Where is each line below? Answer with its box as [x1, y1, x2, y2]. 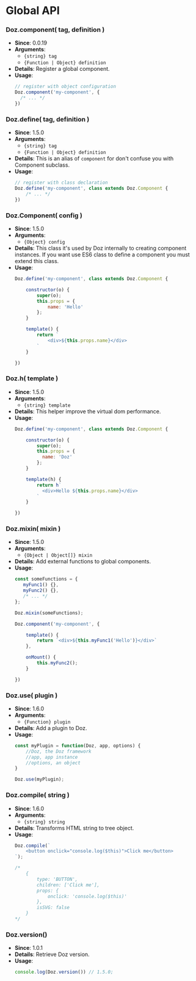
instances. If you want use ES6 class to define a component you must [14, 251, 190, 258]
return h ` [37, 482, 62, 488]
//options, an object [26, 759, 81, 766]
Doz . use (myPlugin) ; [14, 776, 65, 783]
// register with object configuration [14, 84, 117, 90]
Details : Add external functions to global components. [14, 558, 151, 565]
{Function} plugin [23, 719, 71, 725]
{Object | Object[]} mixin [23, 552, 93, 559]
